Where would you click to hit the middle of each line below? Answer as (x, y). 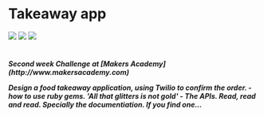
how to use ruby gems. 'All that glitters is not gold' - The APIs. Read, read (132, 96)
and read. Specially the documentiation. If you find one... (105, 104)
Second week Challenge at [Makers (69, 64)
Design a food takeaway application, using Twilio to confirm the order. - (130, 88)
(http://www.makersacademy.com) (69, 72)
